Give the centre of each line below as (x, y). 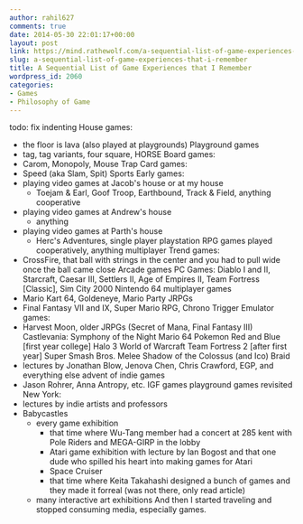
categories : (32, 85)
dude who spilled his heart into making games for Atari (151, 462)
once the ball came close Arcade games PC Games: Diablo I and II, (146, 270)
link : (19, 51)
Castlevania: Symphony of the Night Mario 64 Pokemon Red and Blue (151, 337)
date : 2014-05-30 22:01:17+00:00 (72, 34)
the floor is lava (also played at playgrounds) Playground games (141, 145)
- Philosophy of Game (50, 102)
